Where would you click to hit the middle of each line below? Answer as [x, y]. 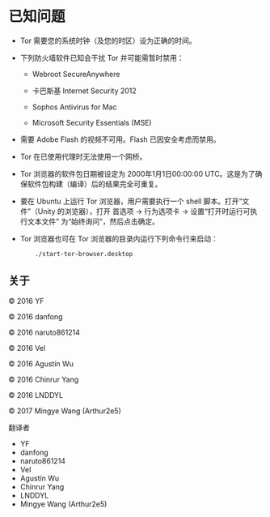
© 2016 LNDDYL [36, 395]
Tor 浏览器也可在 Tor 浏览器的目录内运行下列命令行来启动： [119, 238]
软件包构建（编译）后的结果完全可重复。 [95, 184]
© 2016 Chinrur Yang [44, 379]
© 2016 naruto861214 [44, 332]
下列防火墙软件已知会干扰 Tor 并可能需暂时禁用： [102, 58]
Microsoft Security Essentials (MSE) [92, 122]
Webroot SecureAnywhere [76, 74]
